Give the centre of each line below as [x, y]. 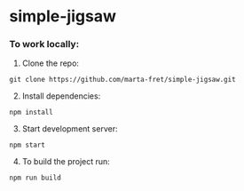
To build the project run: [66, 162]
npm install [31, 113]
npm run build [35, 178]
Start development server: [70, 129]
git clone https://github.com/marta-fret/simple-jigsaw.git [123, 80]
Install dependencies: [61, 96]
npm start [28, 145]
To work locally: [44, 44]
